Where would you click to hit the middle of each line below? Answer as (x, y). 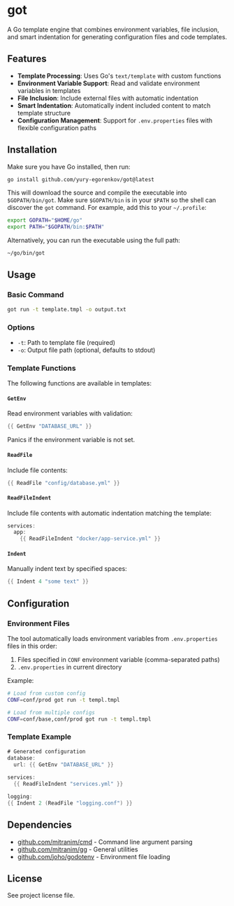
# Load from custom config (46, 693)
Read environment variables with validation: (70, 413)
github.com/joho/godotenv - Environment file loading (94, 856)
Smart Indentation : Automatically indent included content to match (114, 105)
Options (21, 327)
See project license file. (41, 896)
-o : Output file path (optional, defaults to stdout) (86, 350)
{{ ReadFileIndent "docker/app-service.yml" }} (90, 539)
